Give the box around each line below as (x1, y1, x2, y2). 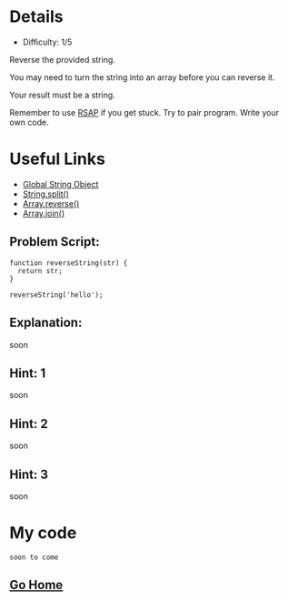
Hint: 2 (9, 416, 48, 432)
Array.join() (22, 208, 65, 219)
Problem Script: (9, 234, 100, 250)
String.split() (22, 188, 70, 199)
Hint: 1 (9, 365, 46, 381)
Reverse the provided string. (9, 54, 116, 65)
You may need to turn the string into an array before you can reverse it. (9, 71, 275, 83)
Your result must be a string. (9, 89, 115, 100)
